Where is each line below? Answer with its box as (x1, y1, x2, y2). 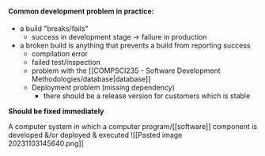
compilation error (31, 49, 89, 59)
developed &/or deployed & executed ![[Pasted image (8, 131, 183, 140)
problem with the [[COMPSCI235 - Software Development (31, 66, 221, 75)
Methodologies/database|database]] (31, 74, 151, 84)
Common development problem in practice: (8, 6, 154, 16)
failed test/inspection (31, 58, 100, 67)
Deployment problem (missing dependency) (31, 83, 176, 93)
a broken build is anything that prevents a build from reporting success (19, 40, 251, 51)
